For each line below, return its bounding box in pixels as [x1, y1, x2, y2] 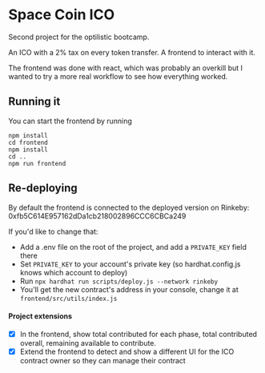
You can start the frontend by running [8, 116, 132, 126]
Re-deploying [8, 182, 78, 195]
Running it [8, 94, 61, 109]
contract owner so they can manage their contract [19, 355, 186, 365]
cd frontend [8, 138, 48, 146]
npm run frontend [8, 159, 66, 167]
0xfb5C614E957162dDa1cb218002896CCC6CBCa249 [8, 211, 187, 221]
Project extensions [8, 311, 73, 321]
